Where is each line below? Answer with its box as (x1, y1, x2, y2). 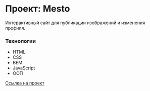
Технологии (5, 37, 36, 44)
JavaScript (12, 65, 35, 71)
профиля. (5, 25, 25, 31)
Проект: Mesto (5, 3, 70, 15)
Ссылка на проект (5, 80, 44, 86)
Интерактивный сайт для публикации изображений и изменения (5, 20, 145, 26)
